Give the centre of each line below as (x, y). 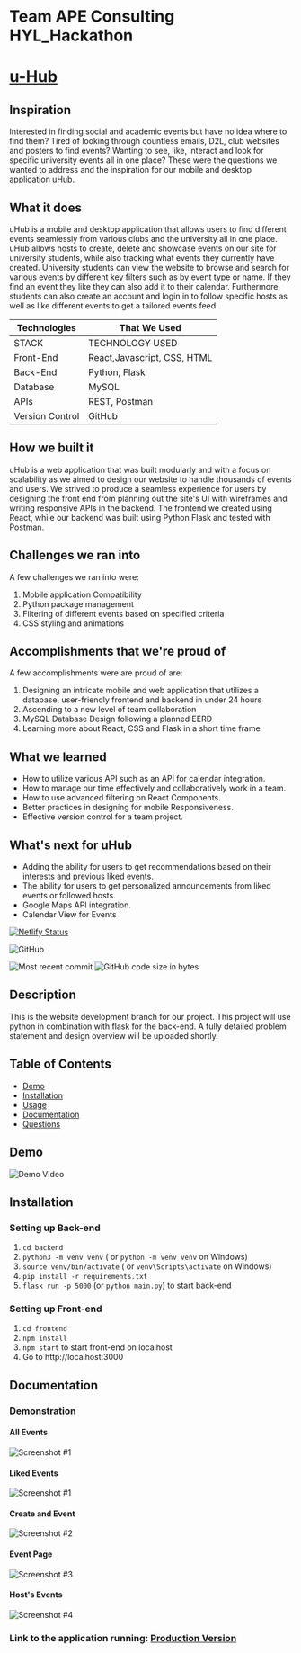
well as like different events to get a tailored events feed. (114, 306)
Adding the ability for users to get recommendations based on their (146, 867)
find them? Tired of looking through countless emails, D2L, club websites (145, 141)
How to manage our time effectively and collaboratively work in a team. (154, 788)
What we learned (58, 757)
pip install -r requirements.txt (85, 1277)
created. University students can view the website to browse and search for (150, 268)
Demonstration (43, 1411)
